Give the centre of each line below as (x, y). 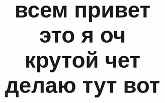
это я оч (82, 35)
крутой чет (82, 60)
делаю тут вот (82, 85)
